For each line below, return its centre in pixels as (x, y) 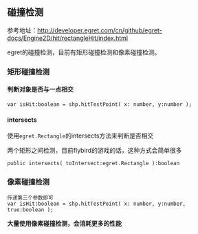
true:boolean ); (30, 210)
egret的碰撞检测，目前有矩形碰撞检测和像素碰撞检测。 (84, 52)
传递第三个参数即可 (30, 198)
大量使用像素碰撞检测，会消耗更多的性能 (64, 224)
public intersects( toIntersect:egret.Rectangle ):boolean (93, 164)
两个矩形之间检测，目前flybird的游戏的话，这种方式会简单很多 (95, 151)
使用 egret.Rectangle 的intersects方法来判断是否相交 (80, 136)
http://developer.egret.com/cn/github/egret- (100, 30)
